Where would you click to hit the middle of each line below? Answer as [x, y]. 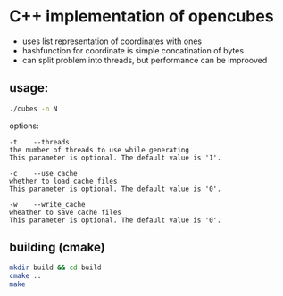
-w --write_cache [48, 204]
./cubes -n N [33, 109]
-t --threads [39, 142]
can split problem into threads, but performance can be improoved [145, 60]
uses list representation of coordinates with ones [112, 41]
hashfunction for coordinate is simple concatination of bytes [133, 50]
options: [25, 126]
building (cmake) [57, 247]
